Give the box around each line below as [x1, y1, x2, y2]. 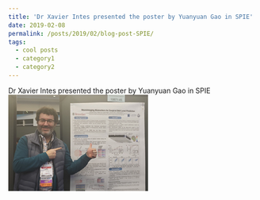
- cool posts [15, 46, 59, 55]
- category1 [15, 55, 55, 63]
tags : [8, 38, 26, 46]
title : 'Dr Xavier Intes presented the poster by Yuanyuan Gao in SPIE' [8, 13, 254, 21]
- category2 [15, 63, 55, 71]
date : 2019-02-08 [8, 21, 66, 29]
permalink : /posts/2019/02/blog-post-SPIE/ [8, 29, 155, 37]
